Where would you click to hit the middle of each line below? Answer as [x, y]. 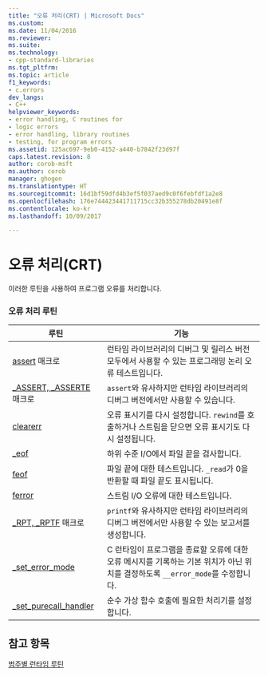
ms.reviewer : [30, 38]
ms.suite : [25, 45]
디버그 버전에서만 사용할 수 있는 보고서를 [178, 523]
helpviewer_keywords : [44, 113]
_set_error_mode [44, 567]
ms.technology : [33, 53]
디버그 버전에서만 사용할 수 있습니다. [171, 400]
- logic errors [33, 127]
